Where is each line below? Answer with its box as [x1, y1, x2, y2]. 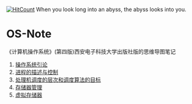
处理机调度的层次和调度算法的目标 [15, 76, 101, 83]
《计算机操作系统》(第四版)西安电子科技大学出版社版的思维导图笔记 [6, 47, 176, 55]
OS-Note [6, 27, 52, 41]
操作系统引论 [15, 61, 48, 68]
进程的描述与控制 [15, 68, 59, 75]
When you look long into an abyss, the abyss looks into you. [36, 6, 187, 13]
